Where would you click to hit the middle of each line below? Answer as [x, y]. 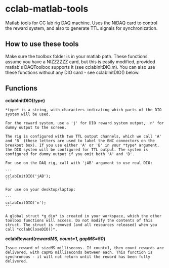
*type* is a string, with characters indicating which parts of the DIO [83, 110]
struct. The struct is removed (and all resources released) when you [81, 225]
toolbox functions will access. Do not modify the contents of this [79, 220]
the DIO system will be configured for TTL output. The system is [77, 150]
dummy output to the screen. [36, 127]
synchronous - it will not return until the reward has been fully [78, 257]
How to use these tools [42, 44]
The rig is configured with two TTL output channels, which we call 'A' [83, 136]
